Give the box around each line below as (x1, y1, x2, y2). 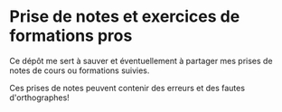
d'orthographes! (9, 92, 70, 103)
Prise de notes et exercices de (9, 6, 240, 27)
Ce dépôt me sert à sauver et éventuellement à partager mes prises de (9, 55, 273, 66)
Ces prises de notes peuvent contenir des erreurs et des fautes (9, 82, 246, 93)
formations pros (9, 25, 133, 46)
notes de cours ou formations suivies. (9, 65, 150, 76)
